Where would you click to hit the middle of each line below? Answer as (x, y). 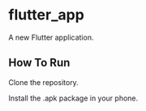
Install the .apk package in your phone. (73, 98)
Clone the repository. (43, 82)
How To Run (39, 63)
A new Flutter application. (51, 37)
